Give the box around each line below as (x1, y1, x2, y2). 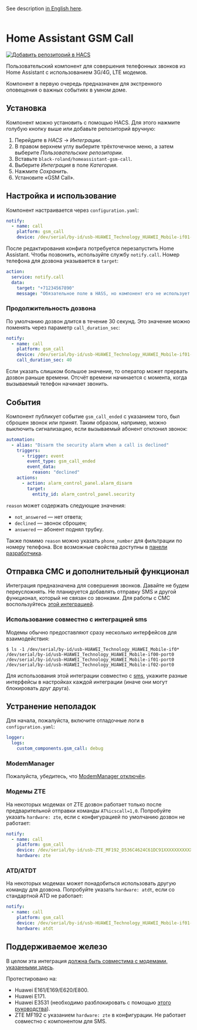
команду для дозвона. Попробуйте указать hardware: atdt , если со (6, 886, 175, 893)
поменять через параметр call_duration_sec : (6, 324, 120, 331)
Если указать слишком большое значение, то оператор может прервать (6, 368, 188, 375)
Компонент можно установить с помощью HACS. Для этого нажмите (6, 119, 181, 126)
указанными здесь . (6, 964, 55, 971)
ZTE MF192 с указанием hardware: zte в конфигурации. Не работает (14, 1011, 186, 1018)
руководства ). (14, 1005, 50, 1012)
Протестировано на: (6, 975, 57, 982)
